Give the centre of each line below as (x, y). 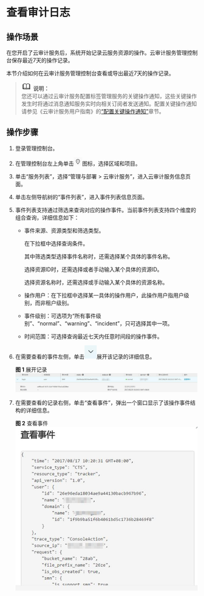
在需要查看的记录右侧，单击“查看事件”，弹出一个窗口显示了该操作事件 (103, 402)
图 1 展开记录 (31, 369)
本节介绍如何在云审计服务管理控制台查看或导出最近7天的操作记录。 (90, 73)
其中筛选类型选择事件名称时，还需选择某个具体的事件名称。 (99, 256)
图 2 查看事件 (32, 423)
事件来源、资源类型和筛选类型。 (64, 230)
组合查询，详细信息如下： (47, 218)
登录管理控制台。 (36, 148)
